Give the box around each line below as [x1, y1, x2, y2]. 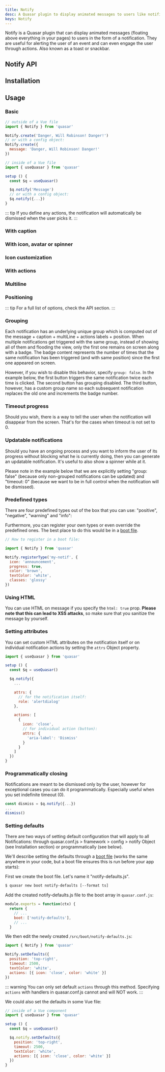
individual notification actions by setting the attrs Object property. [5, 645, 140, 651]
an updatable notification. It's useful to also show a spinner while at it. [5, 459, 146, 464]
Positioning [5, 294, 33, 301]
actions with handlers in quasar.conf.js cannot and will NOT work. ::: [5, 989, 143, 995]
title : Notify [5, 7, 34, 12]
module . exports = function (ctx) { [5, 902, 76, 907]
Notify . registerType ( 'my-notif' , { [5, 555, 78, 560]
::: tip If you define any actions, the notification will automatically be [5, 210, 141, 216]
